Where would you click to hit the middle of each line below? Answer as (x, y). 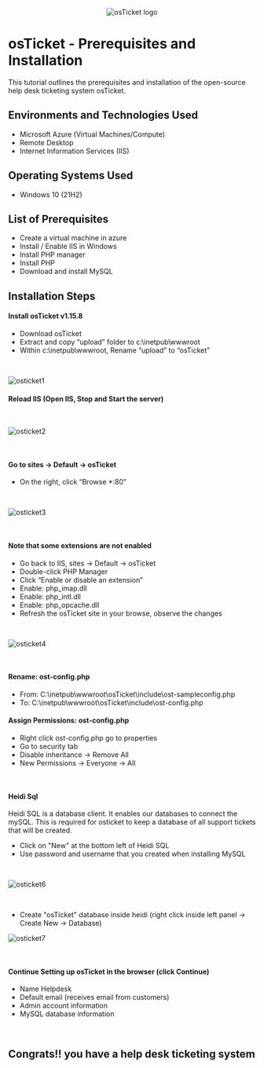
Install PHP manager (52, 254)
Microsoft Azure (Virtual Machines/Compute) (92, 134)
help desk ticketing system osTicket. (67, 90)
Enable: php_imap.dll (53, 588)
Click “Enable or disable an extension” (81, 580)
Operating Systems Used (71, 176)
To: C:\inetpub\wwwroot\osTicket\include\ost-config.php (111, 702)
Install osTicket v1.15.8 (46, 316)
